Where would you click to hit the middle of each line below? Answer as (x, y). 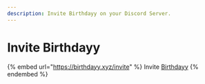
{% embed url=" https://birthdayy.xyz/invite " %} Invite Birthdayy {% (103, 67)
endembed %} (28, 74)
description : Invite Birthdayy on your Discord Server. (89, 13)
